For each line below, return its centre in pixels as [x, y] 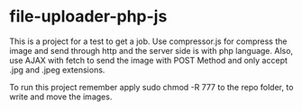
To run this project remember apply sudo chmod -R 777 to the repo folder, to [151, 87]
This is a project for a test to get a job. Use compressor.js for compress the [148, 41]
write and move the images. [61, 97]
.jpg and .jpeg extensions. [57, 70]
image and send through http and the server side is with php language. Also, [151, 50]
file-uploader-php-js [88, 17]
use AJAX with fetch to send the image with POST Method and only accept [149, 60]
